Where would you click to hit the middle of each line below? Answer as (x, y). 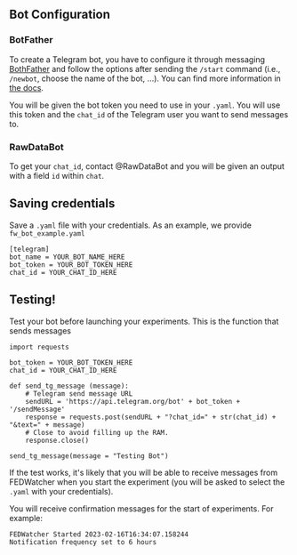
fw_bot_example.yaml (48, 233)
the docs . (27, 87)
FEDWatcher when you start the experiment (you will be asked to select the (147, 482)
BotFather (31, 40)
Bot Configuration (60, 15)
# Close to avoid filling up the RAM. (97, 432)
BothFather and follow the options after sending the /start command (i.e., (145, 68)
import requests (39, 347)
